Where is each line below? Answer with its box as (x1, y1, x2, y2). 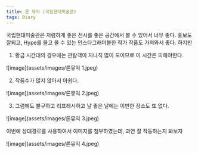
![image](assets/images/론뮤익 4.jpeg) (6, 140, 100, 147)
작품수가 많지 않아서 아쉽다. (14, 77, 79, 84)
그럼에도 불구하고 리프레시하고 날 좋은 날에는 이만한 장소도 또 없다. (14, 102, 169, 109)
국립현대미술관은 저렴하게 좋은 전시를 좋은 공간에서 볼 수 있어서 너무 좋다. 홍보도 (6, 31, 193, 39)
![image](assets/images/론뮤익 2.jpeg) (6, 89, 100, 96)
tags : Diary (6, 14, 36, 20)
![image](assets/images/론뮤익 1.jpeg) (6, 64, 98, 71)
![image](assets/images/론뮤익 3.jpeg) (6, 114, 100, 122)
